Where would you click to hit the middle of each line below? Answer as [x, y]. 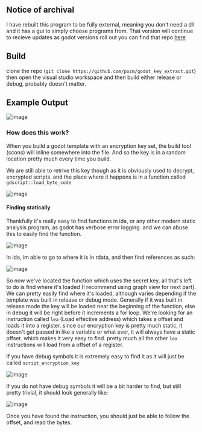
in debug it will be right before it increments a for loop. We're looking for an [99, 313]
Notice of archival [40, 10]
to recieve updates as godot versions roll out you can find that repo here [96, 37]
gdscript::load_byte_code [39, 183]
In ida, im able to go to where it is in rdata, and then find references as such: [101, 257]
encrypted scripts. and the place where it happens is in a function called [96, 177]
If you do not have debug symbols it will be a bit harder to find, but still [94, 386]
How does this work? [38, 133]
